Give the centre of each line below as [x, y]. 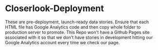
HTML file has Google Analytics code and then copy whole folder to [73, 27]
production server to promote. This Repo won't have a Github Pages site [77, 32]
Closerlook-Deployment [54, 8]
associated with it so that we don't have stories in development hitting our [79, 37]
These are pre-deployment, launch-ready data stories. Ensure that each [77, 22]
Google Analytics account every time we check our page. [62, 42]
